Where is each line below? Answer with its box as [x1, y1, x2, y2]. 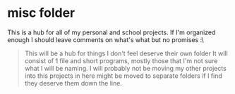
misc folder [7, 5, 76, 21]
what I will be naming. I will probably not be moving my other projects [24, 64, 227, 72]
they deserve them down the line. [24, 79, 122, 87]
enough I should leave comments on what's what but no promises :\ [7, 35, 205, 43]
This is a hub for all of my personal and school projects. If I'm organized [7, 28, 216, 36]
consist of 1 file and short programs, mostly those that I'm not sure [24, 56, 218, 65]
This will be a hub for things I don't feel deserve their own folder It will [24, 49, 228, 58]
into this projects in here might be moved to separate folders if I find [24, 72, 222, 80]
